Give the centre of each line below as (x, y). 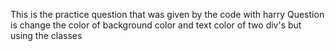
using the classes (46, 35)
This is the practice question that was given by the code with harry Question (167, 14)
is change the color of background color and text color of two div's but (156, 25)
